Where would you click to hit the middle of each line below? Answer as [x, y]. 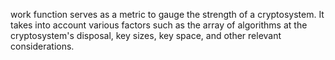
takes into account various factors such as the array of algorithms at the [159, 25]
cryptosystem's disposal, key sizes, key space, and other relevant [146, 35]
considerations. [42, 46]
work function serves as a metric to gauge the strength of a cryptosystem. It [167, 14]
